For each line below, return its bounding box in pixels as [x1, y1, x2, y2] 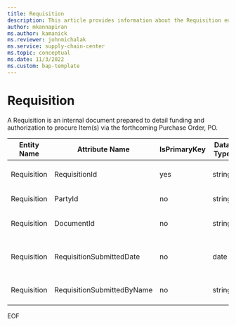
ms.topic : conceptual [7, 50, 71, 57]
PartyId [54, 193, 79, 203]
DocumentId [54, 218, 95, 228]
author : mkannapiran [7, 23, 68, 30]
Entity [18, 140, 40, 149]
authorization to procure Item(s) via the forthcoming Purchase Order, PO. [7, 123, 218, 132]
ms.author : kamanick [7, 29, 68, 37]
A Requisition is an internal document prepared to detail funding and [7, 116, 205, 124]
